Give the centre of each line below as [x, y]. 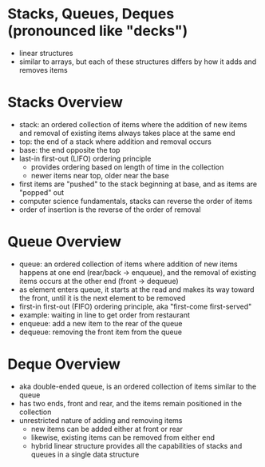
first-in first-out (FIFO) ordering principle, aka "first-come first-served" [135, 306]
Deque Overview [64, 364]
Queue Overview [64, 242]
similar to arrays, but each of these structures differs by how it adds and [138, 62]
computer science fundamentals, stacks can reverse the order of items [136, 201]
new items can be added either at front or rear [107, 429]
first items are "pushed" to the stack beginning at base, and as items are [138, 184]
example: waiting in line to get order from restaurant [105, 315]
